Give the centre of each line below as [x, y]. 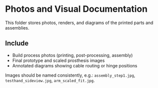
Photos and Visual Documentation [76, 9]
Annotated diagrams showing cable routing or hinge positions [75, 65]
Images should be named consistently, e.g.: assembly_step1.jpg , [70, 75]
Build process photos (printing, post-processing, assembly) [72, 55]
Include [17, 44]
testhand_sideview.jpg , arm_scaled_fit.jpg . [50, 80]
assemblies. [17, 28]
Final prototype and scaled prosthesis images [58, 60]
